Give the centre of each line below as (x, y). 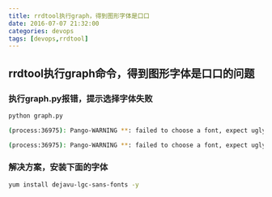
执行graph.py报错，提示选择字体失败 (81, 98)
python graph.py (36, 116)
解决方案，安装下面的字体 (58, 167)
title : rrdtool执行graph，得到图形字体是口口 (79, 16)
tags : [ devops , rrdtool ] (49, 39)
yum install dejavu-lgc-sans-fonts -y (74, 184)
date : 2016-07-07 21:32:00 (54, 24)
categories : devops (41, 31)
